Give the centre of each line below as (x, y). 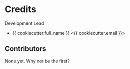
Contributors (26, 49)
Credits (20, 9)
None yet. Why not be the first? (37, 61)
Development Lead (24, 23)
